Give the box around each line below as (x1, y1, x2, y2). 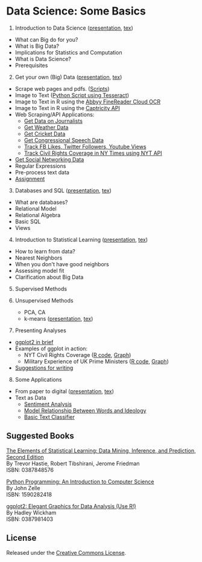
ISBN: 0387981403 (6, 515, 53, 523)
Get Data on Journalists (24, 117, 83, 125)
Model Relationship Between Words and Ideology (24, 407, 147, 414)
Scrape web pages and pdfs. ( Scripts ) (14, 85, 110, 92)
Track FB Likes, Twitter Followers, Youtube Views (24, 143, 147, 150)
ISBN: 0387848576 (6, 466, 54, 473)
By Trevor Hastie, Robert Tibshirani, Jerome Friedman (6, 460, 140, 467)
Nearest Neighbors (14, 254, 63, 261)
